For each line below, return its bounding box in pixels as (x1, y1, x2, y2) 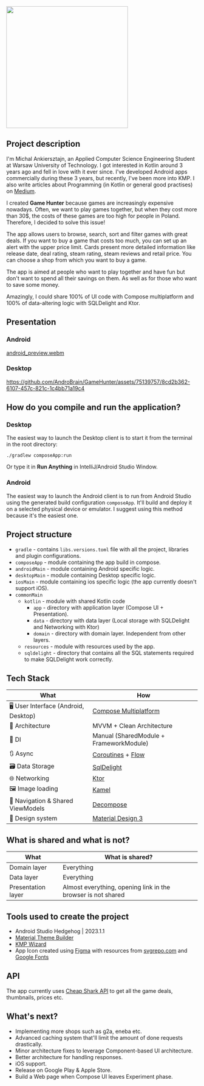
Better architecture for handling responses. (15, 1053, 123, 1060)
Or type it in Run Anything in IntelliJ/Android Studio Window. (6, 463, 158, 471)
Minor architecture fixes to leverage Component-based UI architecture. (15, 1047, 193, 1054)
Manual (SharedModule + (92, 732, 165, 740)
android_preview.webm (6, 349, 65, 356)
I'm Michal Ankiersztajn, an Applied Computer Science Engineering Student (6, 155, 195, 162)
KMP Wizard (15, 940, 47, 948)
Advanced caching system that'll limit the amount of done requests (15, 1034, 183, 1041)
